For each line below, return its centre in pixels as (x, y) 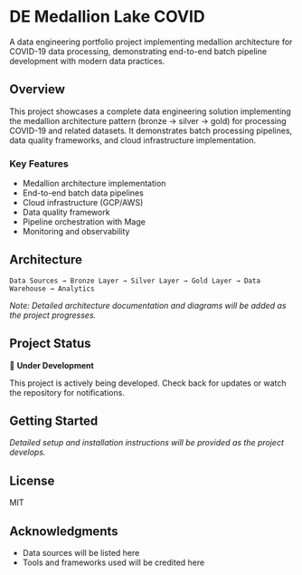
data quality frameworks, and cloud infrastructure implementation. (133, 140)
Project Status (51, 344)
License (32, 480)
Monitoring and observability (76, 232)
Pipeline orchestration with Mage (84, 222)
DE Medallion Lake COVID (107, 17)
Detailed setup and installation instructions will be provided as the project (147, 443)
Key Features (39, 163)
